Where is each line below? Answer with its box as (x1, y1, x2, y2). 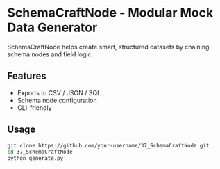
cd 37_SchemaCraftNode (7, 148, 73, 156)
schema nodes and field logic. (7, 50, 94, 58)
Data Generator (7, 19, 98, 35)
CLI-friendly (17, 103, 52, 112)
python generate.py (7, 155, 64, 162)
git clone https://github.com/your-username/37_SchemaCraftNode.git (7, 142, 210, 149)
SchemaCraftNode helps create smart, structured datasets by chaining (7, 42, 210, 51)
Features (7, 70, 46, 82)
